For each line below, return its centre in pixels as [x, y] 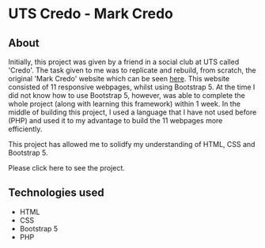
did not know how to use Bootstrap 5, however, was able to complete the [127, 95]
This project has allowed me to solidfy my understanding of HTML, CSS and [132, 144]
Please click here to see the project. [66, 168]
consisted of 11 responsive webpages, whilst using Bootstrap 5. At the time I [132, 87]
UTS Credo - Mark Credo [91, 14]
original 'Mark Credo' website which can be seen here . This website [119, 79]
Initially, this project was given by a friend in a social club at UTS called [124, 62]
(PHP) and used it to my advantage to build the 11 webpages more [115, 120]
